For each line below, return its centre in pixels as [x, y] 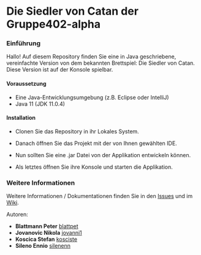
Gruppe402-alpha [54, 24]
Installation [21, 118]
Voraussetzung [26, 84]
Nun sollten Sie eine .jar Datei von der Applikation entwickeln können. [103, 155]
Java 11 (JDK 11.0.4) [40, 104]
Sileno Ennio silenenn [43, 246]
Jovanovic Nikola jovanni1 [49, 233]
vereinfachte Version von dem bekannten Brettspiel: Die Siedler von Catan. [100, 63]
